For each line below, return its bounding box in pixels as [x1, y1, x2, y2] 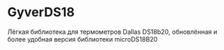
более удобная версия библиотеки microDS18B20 [7, 35, 158, 43]
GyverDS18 [7, 4, 75, 20]
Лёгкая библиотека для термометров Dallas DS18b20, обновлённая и [7, 27, 218, 36]
